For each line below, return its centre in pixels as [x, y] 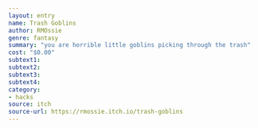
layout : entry [32, 16]
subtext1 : [25, 60]
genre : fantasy [33, 38]
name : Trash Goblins [43, 23]
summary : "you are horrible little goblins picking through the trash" [129, 45]
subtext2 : [25, 68]
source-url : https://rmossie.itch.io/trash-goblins [96, 112]
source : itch [30, 104]
